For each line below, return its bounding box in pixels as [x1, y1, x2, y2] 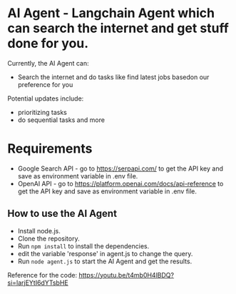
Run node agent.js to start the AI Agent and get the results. [17, 257, 193, 265]
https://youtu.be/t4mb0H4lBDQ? [78, 270, 175, 279]
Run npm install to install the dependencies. [17, 241, 150, 250]
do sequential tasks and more [17, 116, 106, 124]
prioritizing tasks [17, 108, 68, 116]
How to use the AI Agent [7, 208, 118, 220]
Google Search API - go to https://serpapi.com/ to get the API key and [17, 164, 223, 173]
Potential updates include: [7, 94, 84, 103]
